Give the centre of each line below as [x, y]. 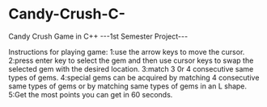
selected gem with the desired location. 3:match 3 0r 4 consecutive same [131, 68]
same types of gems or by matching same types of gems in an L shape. [128, 86]
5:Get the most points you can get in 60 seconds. [91, 94]
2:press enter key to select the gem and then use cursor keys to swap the [131, 60]
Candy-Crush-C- [67, 14]
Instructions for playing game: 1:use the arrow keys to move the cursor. [127, 51]
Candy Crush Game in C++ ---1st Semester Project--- [98, 36]
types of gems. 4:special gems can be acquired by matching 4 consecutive [134, 77]
